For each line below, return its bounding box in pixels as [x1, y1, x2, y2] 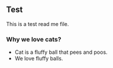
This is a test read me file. [6, 20, 69, 27]
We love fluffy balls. [14, 55, 63, 62]
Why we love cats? [6, 35, 62, 43]
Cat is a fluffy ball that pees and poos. [14, 48, 108, 56]
